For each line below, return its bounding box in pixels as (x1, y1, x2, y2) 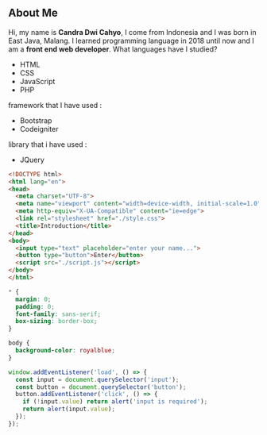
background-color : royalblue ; (15, 347, 115, 355)
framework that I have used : (8, 100, 103, 110)
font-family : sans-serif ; (15, 310, 102, 318)
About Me (8, 6, 58, 20)
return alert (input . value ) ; (22, 405, 115, 414)
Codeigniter (19, 124, 59, 133)
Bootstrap (19, 115, 52, 125)
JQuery (19, 155, 45, 164)
